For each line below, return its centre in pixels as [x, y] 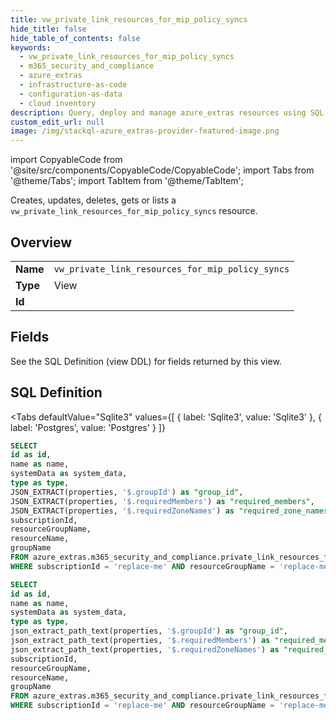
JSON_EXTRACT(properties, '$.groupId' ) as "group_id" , [127, 492]
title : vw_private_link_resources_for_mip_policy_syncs [129, 19]
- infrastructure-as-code [73, 85]
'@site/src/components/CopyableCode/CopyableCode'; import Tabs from [162, 170]
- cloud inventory [58, 103]
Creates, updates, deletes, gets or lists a [93, 200]
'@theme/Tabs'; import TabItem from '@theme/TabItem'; [127, 181]
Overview [41, 242]
